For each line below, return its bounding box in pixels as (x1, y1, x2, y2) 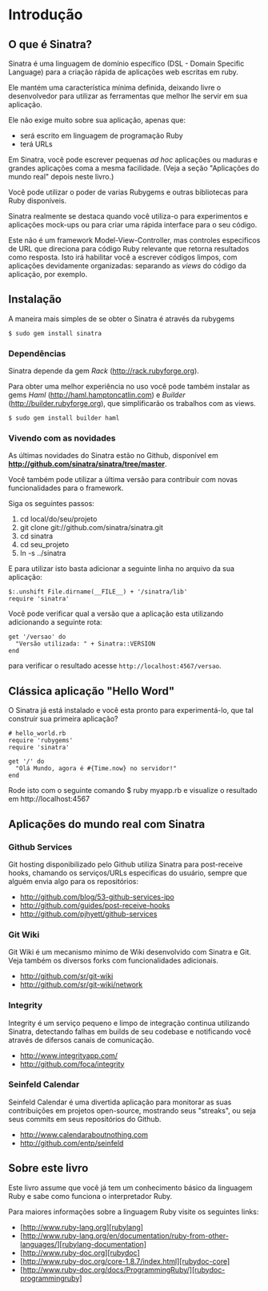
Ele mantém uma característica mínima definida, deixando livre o (8, 82, 222, 92)
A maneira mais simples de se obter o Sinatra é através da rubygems (8, 314, 235, 324)
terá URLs (19, 139, 54, 149)
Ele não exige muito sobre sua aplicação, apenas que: (8, 115, 186, 125)
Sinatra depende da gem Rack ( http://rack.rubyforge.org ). (8, 366, 200, 376)
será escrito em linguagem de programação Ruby (19, 131, 183, 140)
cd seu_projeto (19, 540, 70, 549)
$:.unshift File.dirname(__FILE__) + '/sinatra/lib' (8, 588, 188, 596)
